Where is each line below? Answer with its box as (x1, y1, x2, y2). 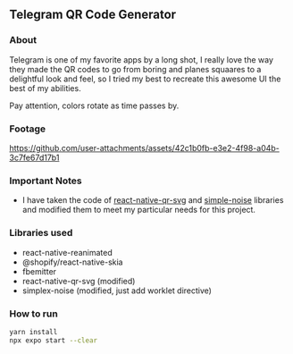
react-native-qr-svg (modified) (21, 275, 136, 286)
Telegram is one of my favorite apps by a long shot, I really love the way (9, 54, 274, 65)
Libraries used (9, 227, 73, 240)
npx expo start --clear (9, 335, 98, 345)
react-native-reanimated (21, 247, 113, 257)
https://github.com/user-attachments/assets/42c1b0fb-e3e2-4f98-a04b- (9, 142, 280, 153)
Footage (9, 122, 46, 135)
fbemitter (21, 265, 56, 276)
